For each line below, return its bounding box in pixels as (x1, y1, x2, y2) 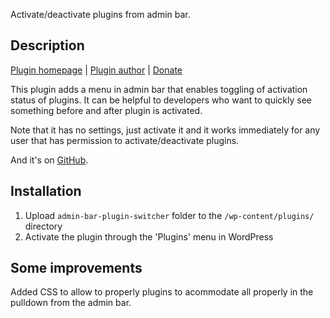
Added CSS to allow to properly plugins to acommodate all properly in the (10, 286, 314, 298)
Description (10, 37, 85, 54)
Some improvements (10, 260, 143, 277)
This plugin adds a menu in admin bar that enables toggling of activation (10, 83, 308, 95)
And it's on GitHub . (10, 154, 89, 166)
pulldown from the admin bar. (10, 297, 132, 309)
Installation (10, 183, 82, 200)
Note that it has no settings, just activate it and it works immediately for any (10, 124, 321, 136)
